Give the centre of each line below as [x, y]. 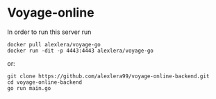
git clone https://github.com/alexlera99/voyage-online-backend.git [108, 76]
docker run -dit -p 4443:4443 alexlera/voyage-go [81, 51]
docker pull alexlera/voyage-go [54, 44]
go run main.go [29, 88]
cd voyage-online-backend [44, 82]
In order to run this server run [49, 32]
